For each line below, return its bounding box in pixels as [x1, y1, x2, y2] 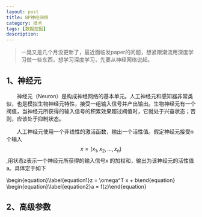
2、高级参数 [6, 202, 51, 212]
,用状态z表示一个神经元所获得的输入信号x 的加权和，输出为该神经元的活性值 [6, 157, 194, 164]
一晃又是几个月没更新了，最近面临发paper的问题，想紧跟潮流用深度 [20, 49, 189, 56]
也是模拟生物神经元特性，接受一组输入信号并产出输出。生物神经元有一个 [16, 100, 196, 107]
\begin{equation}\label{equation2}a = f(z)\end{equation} [6, 183, 147, 190]
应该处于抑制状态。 [16, 115, 64, 122]
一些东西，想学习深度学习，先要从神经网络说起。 [31, 56, 153, 63]
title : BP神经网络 [6, 14, 49, 20]
